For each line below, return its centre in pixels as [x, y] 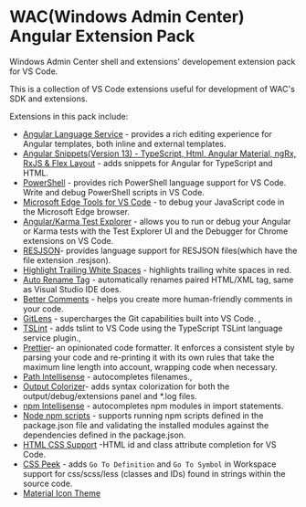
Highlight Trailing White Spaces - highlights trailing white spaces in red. [157, 269]
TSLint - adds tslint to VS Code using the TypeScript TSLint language [153, 328]
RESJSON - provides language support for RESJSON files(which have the [160, 250]
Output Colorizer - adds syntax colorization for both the [126, 386]
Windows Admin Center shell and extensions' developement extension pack [153, 61]
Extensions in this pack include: [69, 116]
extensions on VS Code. [68, 240]
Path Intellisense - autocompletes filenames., [107, 376]
